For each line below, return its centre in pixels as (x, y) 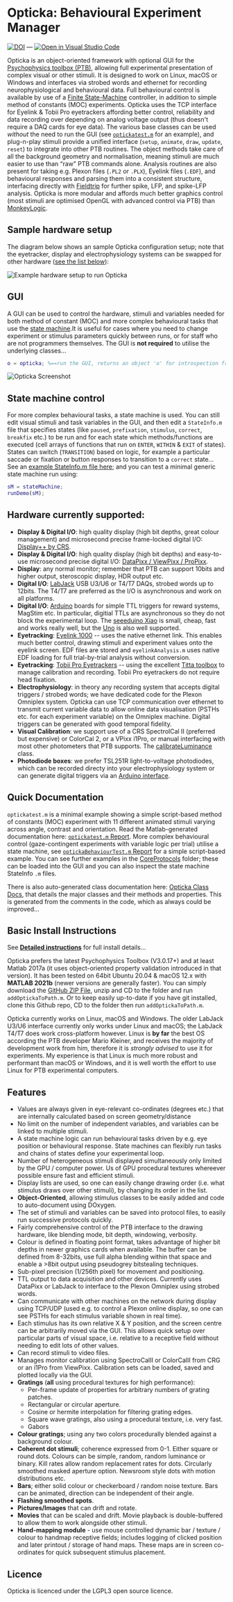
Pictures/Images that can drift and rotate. (77, 1508)
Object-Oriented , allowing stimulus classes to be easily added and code (121, 1198)
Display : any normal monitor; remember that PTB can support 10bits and (121, 569)
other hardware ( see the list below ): (58, 261)
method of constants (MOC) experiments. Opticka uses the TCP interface (112, 104)
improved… (23, 909)
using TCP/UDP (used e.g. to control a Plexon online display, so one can (120, 1309)
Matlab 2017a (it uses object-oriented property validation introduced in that (114, 969)
